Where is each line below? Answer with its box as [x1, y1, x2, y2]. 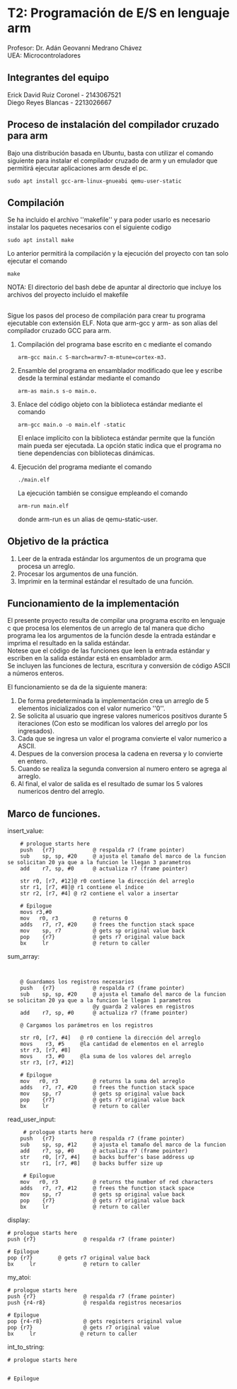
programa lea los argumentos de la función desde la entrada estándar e [7, 631, 216, 640]
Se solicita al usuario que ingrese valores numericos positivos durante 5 [17, 712, 228, 720]
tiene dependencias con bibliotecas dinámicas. [17, 449, 156, 457]
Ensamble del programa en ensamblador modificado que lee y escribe [17, 366, 223, 374]
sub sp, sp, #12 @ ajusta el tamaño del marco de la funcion [20, 1141, 226, 1148]
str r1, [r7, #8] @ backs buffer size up [20, 1160, 163, 1167]
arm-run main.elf [17, 502, 69, 509]
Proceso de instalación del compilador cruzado [7, 119, 219, 131]
